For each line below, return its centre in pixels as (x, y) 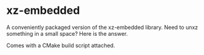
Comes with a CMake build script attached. (61, 45)
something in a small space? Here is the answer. (67, 33)
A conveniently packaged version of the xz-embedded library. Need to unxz (102, 27)
